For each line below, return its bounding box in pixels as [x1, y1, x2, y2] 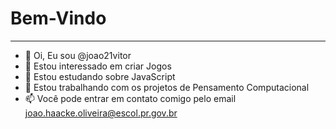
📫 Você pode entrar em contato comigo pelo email [24, 92, 237, 104]
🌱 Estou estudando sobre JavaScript [24, 70, 176, 82]
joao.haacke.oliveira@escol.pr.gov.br [24, 107, 178, 119]
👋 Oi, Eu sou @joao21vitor [24, 49, 132, 61]
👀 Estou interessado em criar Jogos [24, 60, 172, 72]
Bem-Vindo [10, 7, 107, 30]
